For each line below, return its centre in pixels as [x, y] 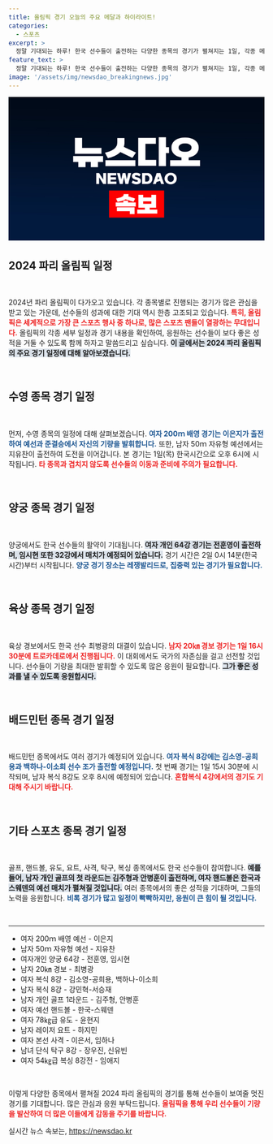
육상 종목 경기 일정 [52, 609]
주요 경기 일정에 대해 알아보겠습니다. [74, 353]
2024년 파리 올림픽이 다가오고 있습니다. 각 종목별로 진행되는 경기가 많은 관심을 [133, 302]
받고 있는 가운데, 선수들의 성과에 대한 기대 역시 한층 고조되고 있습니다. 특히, [127, 313]
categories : [28, 26]
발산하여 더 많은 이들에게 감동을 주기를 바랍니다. [92, 1114]
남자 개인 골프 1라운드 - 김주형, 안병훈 [80, 999]
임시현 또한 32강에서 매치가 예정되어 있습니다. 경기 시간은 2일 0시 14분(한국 [138, 555]
